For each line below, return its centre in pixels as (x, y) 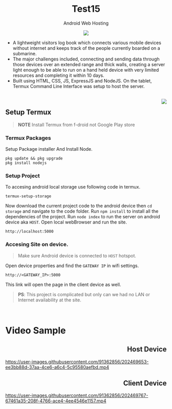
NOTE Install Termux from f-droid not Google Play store (76, 125)
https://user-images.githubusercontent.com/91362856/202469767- (77, 396)
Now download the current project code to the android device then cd (79, 206)
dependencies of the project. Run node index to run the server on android (83, 217)
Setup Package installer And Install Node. (49, 149)
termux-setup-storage (28, 196)
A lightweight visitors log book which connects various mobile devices (87, 43)
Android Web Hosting (86, 23)
